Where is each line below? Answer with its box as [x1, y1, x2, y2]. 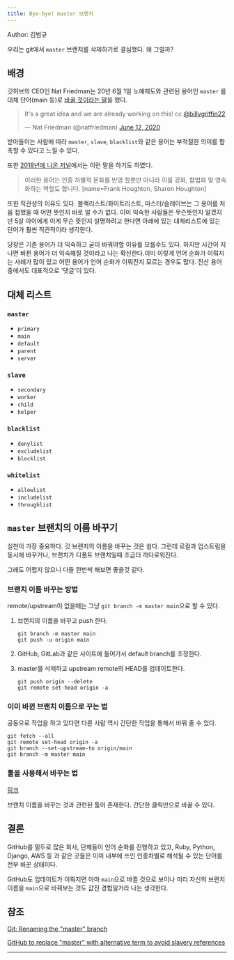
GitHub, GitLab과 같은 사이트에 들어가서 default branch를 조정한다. [17, 649, 202, 658]
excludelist [17, 447, 52, 455]
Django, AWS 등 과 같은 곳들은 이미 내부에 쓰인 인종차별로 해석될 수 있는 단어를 [7, 851, 223, 860]
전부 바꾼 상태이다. [7, 860, 58, 868]
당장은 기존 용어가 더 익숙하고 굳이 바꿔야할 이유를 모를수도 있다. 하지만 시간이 [7, 240, 219, 249]
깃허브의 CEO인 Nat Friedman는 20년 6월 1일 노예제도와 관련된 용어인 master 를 [7, 87, 226, 95]
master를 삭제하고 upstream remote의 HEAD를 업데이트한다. [17, 665, 185, 673]
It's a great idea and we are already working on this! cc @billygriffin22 [24, 109, 226, 118]
